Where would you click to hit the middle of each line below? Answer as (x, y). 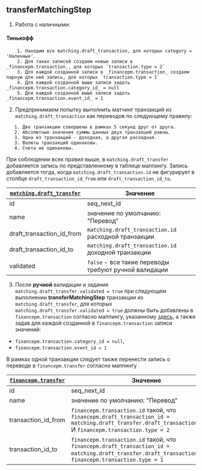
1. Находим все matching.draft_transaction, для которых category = (105, 51)
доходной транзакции (119, 252)
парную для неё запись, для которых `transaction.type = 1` (83, 78)
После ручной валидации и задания (62, 285)
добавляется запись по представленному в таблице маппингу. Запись (97, 166)
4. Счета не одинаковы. (44, 148)
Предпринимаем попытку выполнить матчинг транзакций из (93, 110)
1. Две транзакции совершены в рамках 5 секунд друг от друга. (95, 127)
